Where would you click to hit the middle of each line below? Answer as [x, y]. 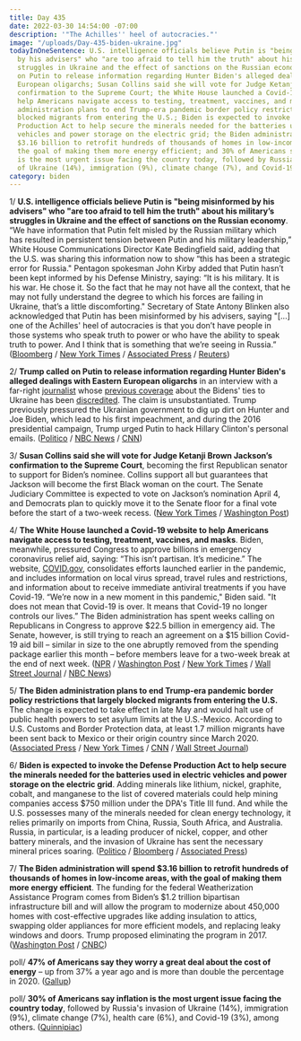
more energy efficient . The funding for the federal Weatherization [131, 888]
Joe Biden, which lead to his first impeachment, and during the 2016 [135, 419]
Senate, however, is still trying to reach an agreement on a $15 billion [136, 635]
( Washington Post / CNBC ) [58, 945]
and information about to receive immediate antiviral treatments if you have [148, 588]
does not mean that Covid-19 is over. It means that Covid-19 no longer [138, 607]
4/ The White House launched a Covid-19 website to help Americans [139, 530]
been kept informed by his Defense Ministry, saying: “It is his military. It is [144, 278]
